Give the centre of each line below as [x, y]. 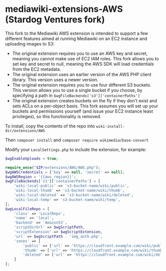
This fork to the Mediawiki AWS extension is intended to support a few [77, 33]
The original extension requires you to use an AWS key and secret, [80, 53]
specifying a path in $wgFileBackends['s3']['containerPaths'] [76, 95]
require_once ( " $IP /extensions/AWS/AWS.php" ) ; [53, 167]
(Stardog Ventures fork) [55, 20]
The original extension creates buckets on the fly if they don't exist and [84, 100]
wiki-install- [110, 126]
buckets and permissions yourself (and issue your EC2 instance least [83, 111]
